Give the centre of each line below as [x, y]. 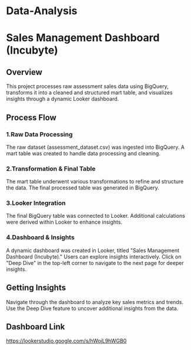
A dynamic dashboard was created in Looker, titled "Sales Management [93, 250]
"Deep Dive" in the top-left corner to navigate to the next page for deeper [95, 263]
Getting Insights [36, 288]
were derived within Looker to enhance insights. [64, 222]
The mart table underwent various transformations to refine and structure [95, 182]
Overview [24, 72]
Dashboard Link [36, 327]
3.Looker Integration [36, 203]
